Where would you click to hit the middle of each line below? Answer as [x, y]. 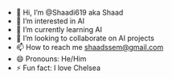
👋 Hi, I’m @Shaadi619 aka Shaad [70, 12]
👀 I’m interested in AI [50, 21]
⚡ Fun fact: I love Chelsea [58, 68]
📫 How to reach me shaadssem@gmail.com [90, 47]
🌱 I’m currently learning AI [59, 29]
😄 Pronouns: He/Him [51, 59]
